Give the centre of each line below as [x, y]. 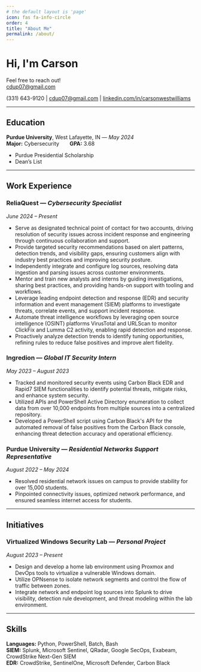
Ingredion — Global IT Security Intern [61, 358]
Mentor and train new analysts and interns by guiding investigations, [99, 279]
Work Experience [39, 186]
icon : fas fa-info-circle [38, 17]
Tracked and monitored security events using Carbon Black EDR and [99, 382]
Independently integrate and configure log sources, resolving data [96, 266]
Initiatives [25, 525]
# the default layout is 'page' [46, 12]
